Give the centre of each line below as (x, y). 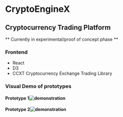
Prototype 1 (17, 98)
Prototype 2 (18, 110)
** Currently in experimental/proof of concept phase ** (62, 39)
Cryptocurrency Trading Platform (58, 28)
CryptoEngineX (38, 9)
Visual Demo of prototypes (38, 86)
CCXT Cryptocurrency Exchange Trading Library (62, 73)
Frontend (16, 52)
